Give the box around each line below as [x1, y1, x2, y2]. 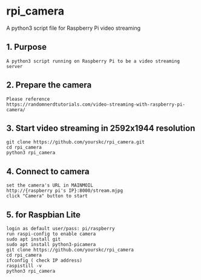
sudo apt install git [6, 236, 61, 242]
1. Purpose [6, 42, 47, 52]
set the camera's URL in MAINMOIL [6, 182, 94, 189]
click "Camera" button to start [6, 193, 88, 199]
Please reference [6, 96, 50, 102]
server [6, 63, 23, 69]
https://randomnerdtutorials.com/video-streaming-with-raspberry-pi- [6, 101, 186, 108]
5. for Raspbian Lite [6, 210, 81, 220]
